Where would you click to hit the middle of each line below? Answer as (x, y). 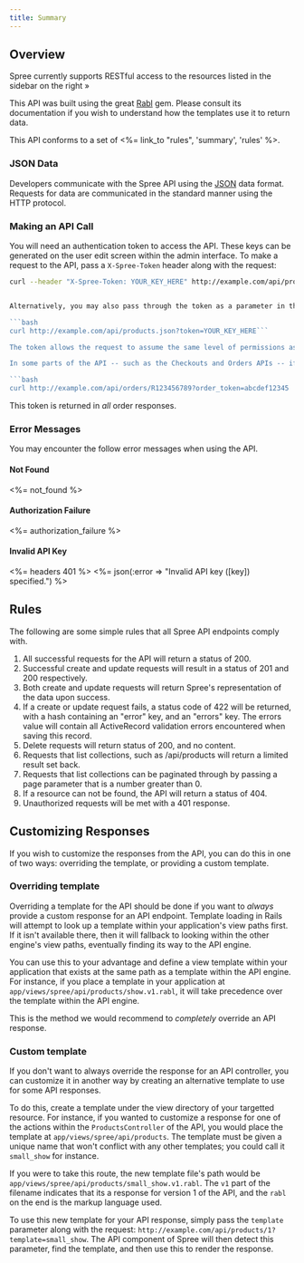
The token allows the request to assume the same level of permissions (147, 347)
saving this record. (57, 736)
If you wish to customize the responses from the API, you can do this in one (150, 853)
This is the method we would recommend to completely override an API (142, 1018)
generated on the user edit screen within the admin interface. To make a (144, 255)
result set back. (52, 764)
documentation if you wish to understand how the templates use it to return (150, 113)
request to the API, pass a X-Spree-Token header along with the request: (143, 265)
